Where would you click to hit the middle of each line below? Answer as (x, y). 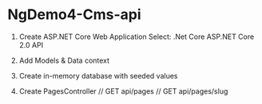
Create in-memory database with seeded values (98, 75)
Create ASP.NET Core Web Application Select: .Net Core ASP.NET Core (137, 37)
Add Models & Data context (64, 60)
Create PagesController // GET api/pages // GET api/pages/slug (123, 91)
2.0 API (31, 44)
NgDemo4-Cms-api (74, 15)
